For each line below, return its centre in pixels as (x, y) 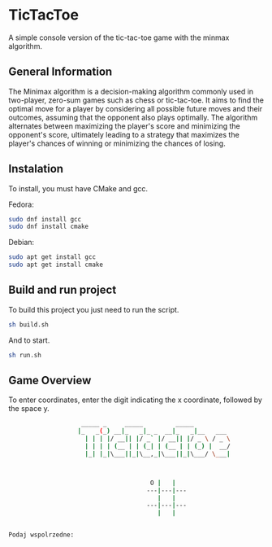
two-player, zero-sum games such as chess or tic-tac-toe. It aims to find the (136, 100)
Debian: (22, 243)
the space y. (29, 409)
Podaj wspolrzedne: (41, 535)
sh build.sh (28, 324)
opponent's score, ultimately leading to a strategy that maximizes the (124, 134)
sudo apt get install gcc (52, 257)
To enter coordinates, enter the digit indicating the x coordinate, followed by (135, 400)
